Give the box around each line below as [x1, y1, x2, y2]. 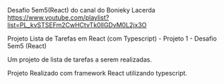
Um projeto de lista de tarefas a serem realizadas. [7, 55, 152, 64]
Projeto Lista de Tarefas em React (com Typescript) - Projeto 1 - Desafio [7, 34, 217, 43]
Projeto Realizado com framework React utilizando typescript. [7, 69, 187, 77]
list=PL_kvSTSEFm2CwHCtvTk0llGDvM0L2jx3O [7, 21, 147, 29]
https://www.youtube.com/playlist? [7, 13, 110, 22]
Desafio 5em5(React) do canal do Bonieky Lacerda [7, 6, 155, 14]
